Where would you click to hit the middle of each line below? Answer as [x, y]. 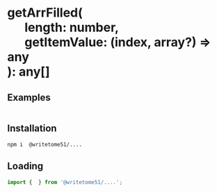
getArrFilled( [45, 13]
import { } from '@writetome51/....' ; [65, 182]
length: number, [72, 27]
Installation [32, 129]
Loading [25, 166]
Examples [29, 98]
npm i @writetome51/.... [45, 144]
